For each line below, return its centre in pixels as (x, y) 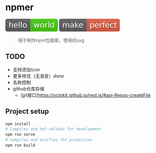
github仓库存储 (28, 89)
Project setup (27, 111)
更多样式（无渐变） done (38, 76)
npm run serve (20, 135)
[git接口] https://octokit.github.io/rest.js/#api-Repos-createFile (85, 95)
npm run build (20, 145)
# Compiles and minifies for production (49, 140)
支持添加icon (26, 69)
